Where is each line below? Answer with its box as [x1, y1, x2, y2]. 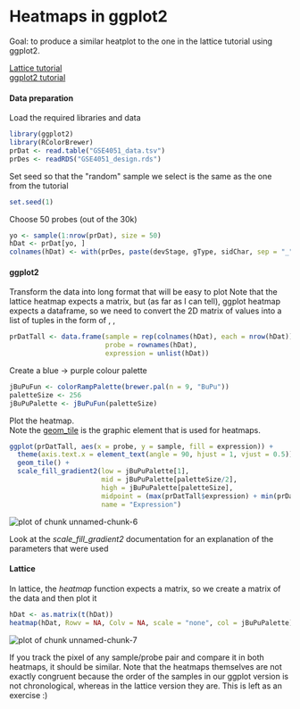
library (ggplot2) [9, 129, 74, 139]
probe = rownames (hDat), [104, 341, 198, 350]
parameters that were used [9, 543, 109, 554]
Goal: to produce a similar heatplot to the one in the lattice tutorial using [9, 36, 273, 46]
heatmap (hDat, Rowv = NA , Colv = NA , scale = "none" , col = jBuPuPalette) [9, 618, 294, 627]
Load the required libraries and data [9, 113, 141, 123]
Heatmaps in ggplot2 [9, 6, 168, 27]
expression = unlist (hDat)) [104, 349, 210, 358]
